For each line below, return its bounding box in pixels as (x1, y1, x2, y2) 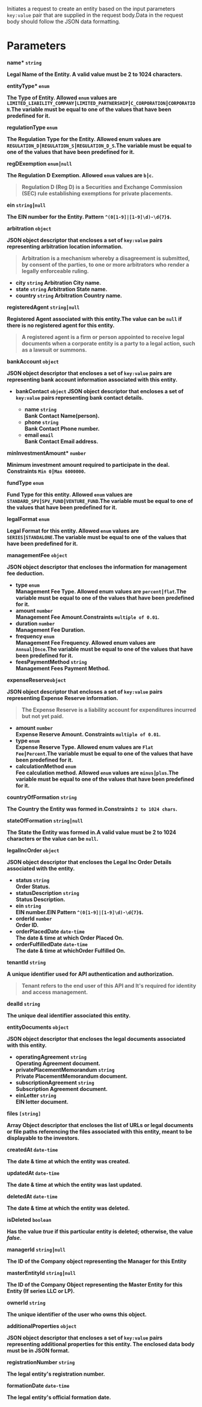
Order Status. (15, 883, 50, 890)
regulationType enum (7, 124, 58, 131)
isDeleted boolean (7, 1216, 52, 1223)
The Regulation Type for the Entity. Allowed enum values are (7, 135, 161, 142)
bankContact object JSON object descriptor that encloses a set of (15, 387, 184, 394)
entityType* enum (7, 82, 50, 89)
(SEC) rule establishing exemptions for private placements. (21, 189, 173, 197)
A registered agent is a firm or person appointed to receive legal (21, 333, 185, 340)
